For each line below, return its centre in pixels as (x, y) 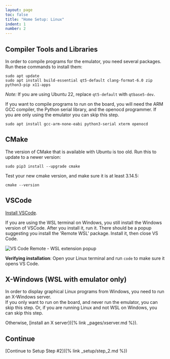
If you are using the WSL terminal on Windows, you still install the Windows (83, 222)
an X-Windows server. (28, 297)
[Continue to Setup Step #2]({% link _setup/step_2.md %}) (66, 351)
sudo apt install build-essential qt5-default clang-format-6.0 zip (79, 80)
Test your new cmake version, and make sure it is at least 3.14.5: (72, 175)
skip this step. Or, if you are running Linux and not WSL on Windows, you (81, 308)
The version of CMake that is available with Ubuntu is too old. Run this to (81, 152)
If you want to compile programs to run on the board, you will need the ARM (84, 104)
